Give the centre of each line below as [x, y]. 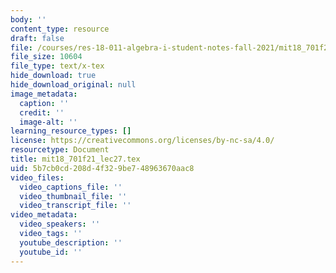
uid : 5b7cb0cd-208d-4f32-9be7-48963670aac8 [102, 168]
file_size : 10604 [46, 57]
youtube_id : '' [51, 252]
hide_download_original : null [73, 85]
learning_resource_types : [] [71, 131]
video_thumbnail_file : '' [73, 196]
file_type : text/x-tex [57, 66]
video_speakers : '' [60, 224]
